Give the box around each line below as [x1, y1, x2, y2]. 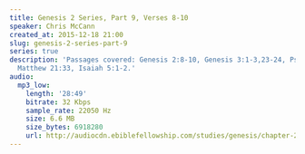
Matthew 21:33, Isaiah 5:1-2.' [17, 64, 136, 73]
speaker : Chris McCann [9, 22, 95, 31]
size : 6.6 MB [25, 114, 75, 123]
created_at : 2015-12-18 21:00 [9, 30, 124, 39]
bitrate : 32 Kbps [25, 97, 92, 107]
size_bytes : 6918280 [25, 123, 103, 132]
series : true [9, 47, 59, 56]
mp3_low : [17, 81, 51, 90]
